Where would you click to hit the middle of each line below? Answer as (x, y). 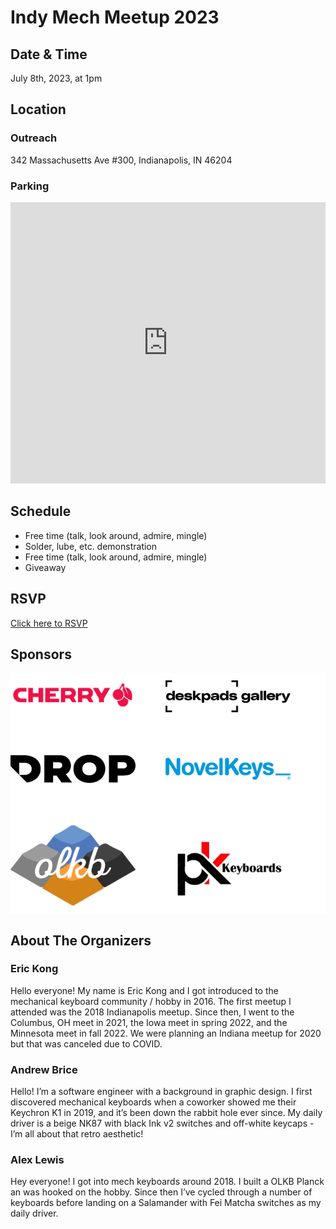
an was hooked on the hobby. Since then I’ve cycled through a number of (161, 1192)
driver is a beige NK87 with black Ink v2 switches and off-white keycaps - (162, 1123)
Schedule (41, 511)
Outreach (34, 138)
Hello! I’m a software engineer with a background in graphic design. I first (161, 1092)
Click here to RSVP (49, 623)
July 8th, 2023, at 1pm (56, 78)
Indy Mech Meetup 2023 (115, 17)
